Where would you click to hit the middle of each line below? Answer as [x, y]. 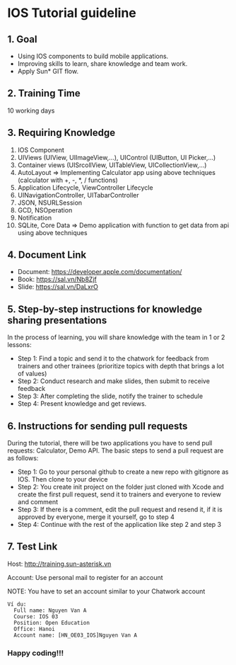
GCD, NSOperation [45, 210]
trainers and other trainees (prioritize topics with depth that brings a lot [121, 366]
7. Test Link [33, 547]
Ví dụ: [17, 604]
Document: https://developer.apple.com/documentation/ [100, 272]
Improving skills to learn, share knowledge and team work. [102, 64]
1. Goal [22, 39]
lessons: [19, 345]
